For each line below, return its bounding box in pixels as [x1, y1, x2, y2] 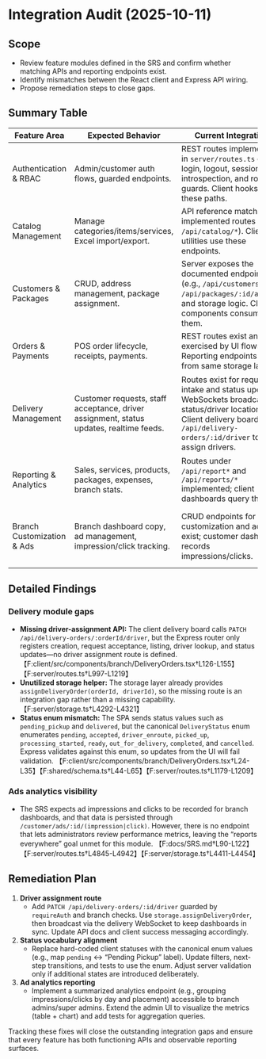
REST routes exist [180, 331, 247, 342]
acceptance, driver [74, 403, 145, 414]
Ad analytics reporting [19, 977, 96, 987]
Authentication [12, 162, 67, 174]
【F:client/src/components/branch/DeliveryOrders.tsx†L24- [55, 755, 250, 766]
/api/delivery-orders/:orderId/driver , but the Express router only [19, 633, 240, 642]
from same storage [180, 360, 252, 371]
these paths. [180, 193, 228, 204]
